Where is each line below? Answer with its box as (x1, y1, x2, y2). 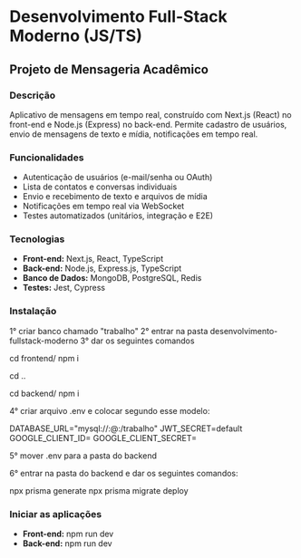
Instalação (9, 305, 57, 318)
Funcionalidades (9, 151, 84, 164)
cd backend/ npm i (9, 388, 80, 399)
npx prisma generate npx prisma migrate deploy (9, 485, 189, 495)
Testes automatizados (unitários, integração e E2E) (22, 210, 214, 221)
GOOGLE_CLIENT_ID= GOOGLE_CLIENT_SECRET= (9, 432, 198, 443)
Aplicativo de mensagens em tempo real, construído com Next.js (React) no (9, 109, 292, 120)
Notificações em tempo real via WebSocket (22, 201, 185, 212)
